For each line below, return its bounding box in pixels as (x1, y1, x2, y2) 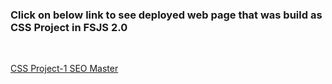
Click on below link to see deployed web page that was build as (10, 8, 323, 22)
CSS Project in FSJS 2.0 (10, 20, 128, 34)
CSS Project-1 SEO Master (10, 63, 119, 75)
